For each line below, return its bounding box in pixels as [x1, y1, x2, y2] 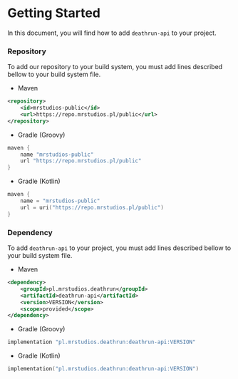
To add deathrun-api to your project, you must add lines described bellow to [7, 244, 232, 252]
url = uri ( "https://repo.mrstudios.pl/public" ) [20, 204, 164, 211]
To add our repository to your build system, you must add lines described [7, 63, 223, 71]
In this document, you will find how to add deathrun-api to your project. [7, 28, 217, 37]
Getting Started [7, 5, 101, 21]
